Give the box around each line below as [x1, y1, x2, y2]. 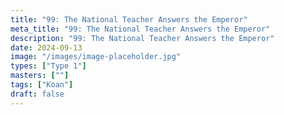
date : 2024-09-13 [10, 42, 83, 53]
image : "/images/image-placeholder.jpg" [10, 52, 182, 62]
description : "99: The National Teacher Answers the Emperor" [10, 33, 275, 43]
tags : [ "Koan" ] [10, 80, 74, 90]
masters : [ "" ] [10, 71, 70, 81]
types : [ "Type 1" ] [10, 61, 87, 71]
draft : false [10, 89, 65, 99]
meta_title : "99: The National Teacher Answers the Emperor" [10, 24, 271, 34]
